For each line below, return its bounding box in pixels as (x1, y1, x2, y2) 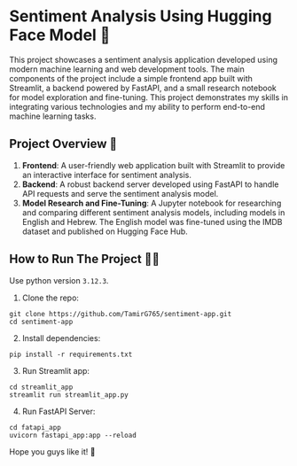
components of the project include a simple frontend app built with (9, 73, 253, 83)
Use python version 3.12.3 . (9, 275, 109, 285)
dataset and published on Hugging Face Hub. (21, 226, 188, 237)
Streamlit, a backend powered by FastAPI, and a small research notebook (9, 82, 277, 93)
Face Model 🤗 (9, 25, 111, 45)
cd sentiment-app (9, 317, 74, 326)
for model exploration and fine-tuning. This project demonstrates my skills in (9, 91, 288, 103)
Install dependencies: (21, 332, 101, 343)
